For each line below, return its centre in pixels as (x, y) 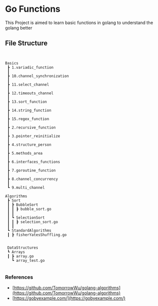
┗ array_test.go (28, 260)
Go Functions (33, 9)
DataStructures (23, 248)
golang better (19, 27)
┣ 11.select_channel (28, 84)
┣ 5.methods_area (25, 153)
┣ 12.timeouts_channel (30, 93)
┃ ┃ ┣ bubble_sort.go (29, 209)
